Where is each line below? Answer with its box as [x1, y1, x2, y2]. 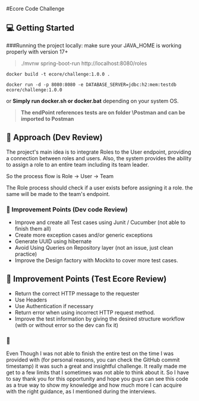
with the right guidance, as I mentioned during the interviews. [6, 388, 156, 395]
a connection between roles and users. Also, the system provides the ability [6, 154, 192, 161]
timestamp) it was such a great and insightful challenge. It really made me [6, 363, 187, 370]
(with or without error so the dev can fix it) [14, 321, 119, 328]
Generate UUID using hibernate [14, 238, 92, 245]
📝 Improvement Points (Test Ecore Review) [6, 274, 167, 284]
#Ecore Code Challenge [6, 5, 65, 12]
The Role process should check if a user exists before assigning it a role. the [6, 184, 193, 191]
